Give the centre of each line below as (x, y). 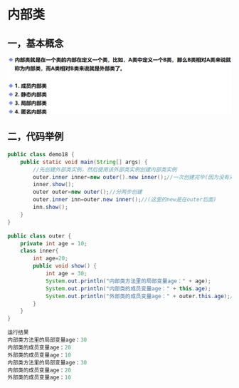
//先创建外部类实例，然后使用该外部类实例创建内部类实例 (105, 169)
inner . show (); (54, 185)
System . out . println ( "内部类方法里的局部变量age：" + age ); (128, 281)
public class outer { (39, 236)
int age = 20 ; (51, 259)
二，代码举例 (36, 137)
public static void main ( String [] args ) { (84, 162)
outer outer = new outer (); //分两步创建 (87, 192)
